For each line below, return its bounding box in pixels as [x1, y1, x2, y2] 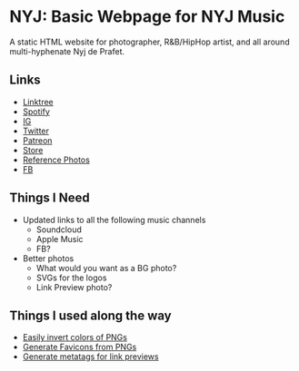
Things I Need [9, 190, 90, 206]
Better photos [22, 252, 75, 264]
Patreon [22, 134, 53, 146]
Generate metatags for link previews [22, 351, 159, 362]
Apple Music [35, 233, 84, 244]
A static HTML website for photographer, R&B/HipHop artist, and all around [9, 36, 290, 47]
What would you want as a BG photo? [35, 262, 177, 273]
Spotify [22, 106, 50, 117]
